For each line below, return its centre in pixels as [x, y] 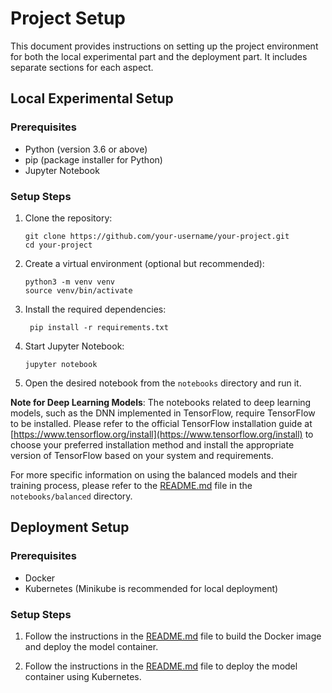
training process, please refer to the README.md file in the [131, 485]
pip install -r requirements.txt [99, 327]
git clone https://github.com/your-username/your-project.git [157, 236]
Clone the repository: [68, 218]
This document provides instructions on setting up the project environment [164, 46]
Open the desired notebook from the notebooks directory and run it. [163, 383]
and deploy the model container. [91, 646]
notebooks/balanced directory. [71, 496]
